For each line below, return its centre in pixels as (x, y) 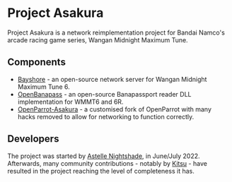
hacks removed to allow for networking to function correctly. (106, 116)
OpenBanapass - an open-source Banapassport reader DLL (104, 94)
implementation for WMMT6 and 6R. (70, 102)
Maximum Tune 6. (43, 87)
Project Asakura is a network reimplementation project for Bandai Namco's (116, 32)
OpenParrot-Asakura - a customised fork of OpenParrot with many (115, 109)
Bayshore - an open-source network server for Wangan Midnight (112, 79)
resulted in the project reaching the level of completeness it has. (101, 171)
